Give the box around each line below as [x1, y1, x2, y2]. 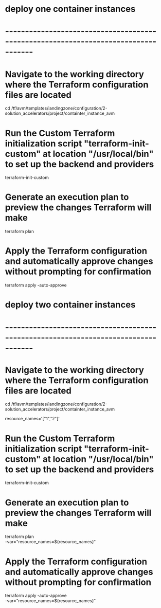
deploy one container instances [5, 3, 136, 15]
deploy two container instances [5, 299, 136, 310]
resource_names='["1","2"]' [5, 416, 60, 422]
